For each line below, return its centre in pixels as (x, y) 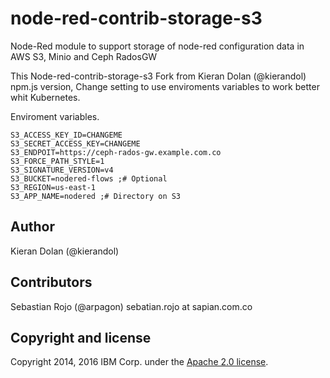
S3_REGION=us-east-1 (53, 187)
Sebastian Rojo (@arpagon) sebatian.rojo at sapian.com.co (131, 306)
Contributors (51, 282)
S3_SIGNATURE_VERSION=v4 (62, 170)
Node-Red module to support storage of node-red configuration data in (157, 46)
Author (32, 227)
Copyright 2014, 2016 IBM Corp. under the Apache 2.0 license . (139, 362)
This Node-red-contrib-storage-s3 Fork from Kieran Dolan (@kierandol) (158, 76)
